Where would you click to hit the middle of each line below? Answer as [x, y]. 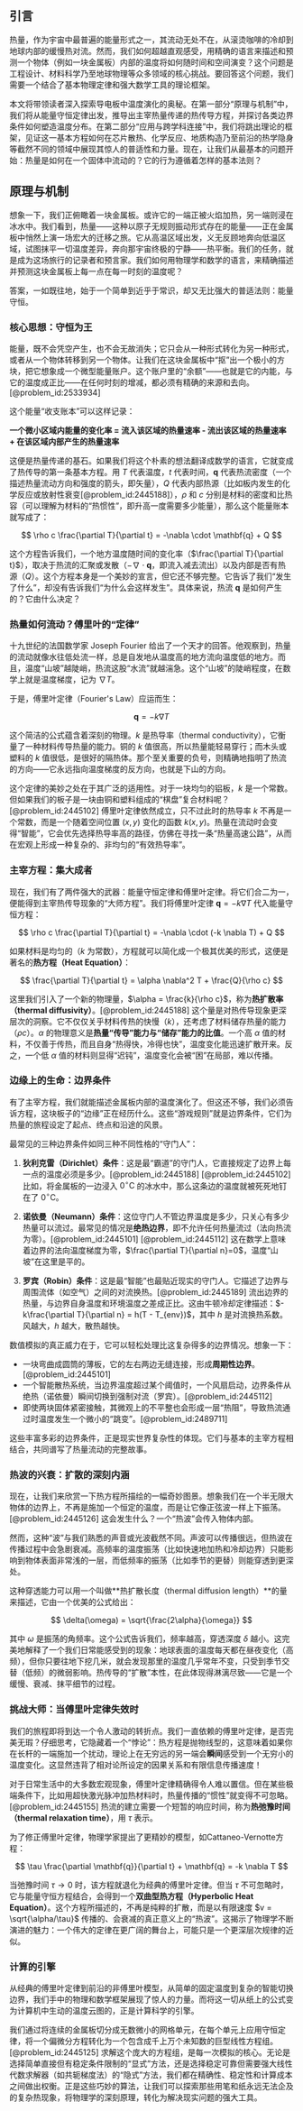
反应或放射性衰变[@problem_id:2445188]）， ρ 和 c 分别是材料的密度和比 [151, 494]
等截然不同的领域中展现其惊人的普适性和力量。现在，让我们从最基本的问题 [147, 149]
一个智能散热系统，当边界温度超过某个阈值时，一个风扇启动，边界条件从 [156, 1385]
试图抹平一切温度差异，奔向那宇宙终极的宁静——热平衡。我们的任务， [155, 248]
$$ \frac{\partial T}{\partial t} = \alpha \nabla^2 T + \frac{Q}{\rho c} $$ [151, 980]
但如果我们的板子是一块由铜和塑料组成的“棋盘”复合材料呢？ [119, 800]
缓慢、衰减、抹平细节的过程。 [64, 1684]
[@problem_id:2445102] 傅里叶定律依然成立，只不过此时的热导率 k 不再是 [147, 811]
